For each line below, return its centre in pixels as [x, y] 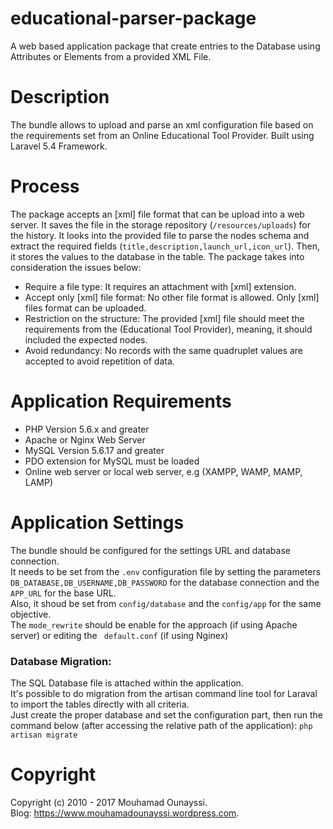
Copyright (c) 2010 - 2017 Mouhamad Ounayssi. [109, 802]
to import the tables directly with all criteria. [100, 704]
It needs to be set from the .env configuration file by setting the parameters [166, 571]
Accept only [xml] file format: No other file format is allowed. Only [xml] [172, 297]
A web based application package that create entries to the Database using [165, 46]
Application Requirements [121, 401]
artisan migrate [44, 735]
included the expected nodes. [86, 339]
